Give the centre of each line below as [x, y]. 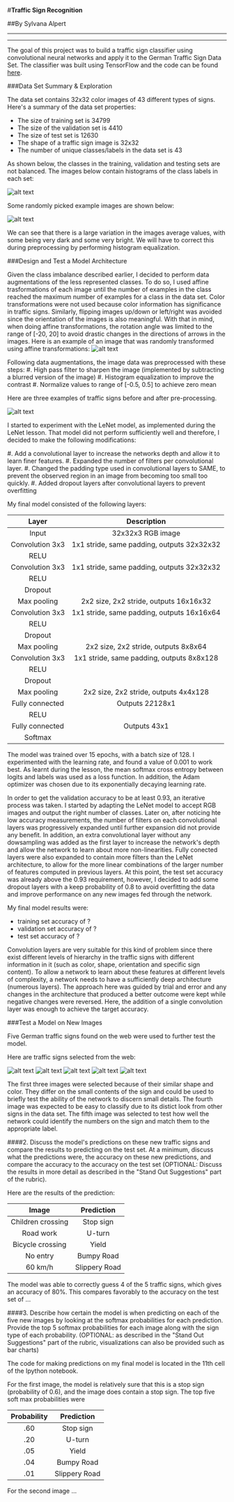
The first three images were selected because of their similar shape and [110, 1084]
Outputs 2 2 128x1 [146, 703]
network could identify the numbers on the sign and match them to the [109, 1121]
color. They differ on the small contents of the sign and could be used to [111, 1091]
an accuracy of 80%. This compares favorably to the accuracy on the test [113, 1292]
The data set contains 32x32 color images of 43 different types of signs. [111, 100]
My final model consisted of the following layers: [77, 504]
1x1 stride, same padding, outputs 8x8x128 [146, 658]
